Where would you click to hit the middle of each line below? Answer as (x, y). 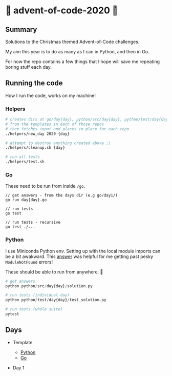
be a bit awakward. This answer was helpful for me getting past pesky (79, 256)
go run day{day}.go (26, 200)
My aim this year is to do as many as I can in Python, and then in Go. (77, 52)
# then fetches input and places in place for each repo (67, 129)
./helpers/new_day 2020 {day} (38, 134)
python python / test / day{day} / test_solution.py (56, 300)
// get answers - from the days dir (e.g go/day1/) (61, 195)
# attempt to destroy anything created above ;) (58, 143)
